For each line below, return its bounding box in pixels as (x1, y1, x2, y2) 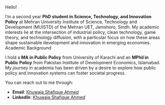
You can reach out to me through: (5, 79, 73, 85)
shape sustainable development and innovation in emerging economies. (5, 40, 151, 46)
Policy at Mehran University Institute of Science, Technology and (5, 19, 137, 25)
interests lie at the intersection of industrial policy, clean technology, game (5, 29, 156, 35)
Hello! (5, 4, 17, 10)
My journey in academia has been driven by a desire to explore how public (5, 65, 156, 71)
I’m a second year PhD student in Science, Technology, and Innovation (5, 14, 152, 19)
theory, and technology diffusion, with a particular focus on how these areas (5, 34, 160, 40)
